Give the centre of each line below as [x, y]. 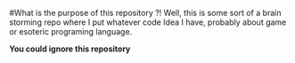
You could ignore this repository [70, 49]
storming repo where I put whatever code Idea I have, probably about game [148, 22]
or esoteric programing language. [71, 31]
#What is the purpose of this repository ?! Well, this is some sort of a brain [145, 13]
